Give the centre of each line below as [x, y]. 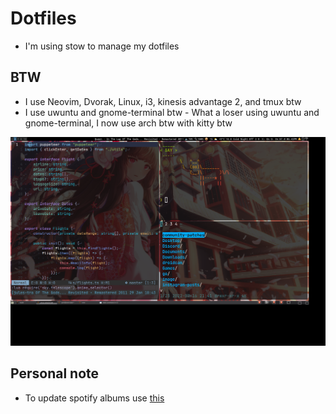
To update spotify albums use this [94, 398]
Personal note [55, 373]
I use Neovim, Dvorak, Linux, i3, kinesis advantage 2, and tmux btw [163, 101]
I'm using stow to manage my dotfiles [102, 46]
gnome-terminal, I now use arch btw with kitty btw [128, 123]
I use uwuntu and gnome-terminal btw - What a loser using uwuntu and [172, 112]
